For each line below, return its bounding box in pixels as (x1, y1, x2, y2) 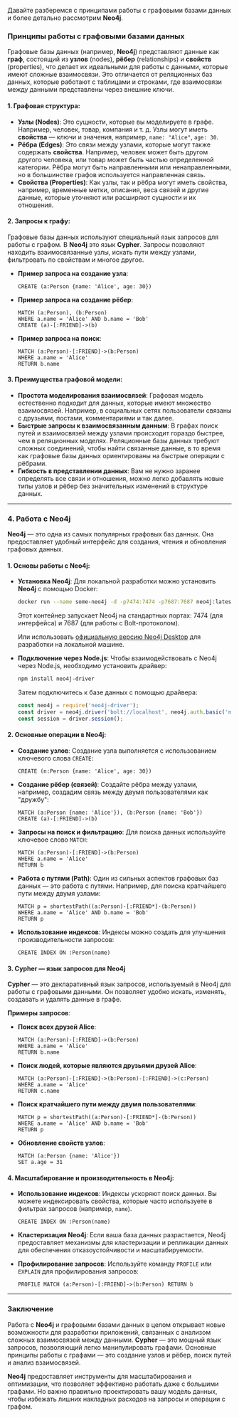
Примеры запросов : (7, 1009, 71, 1017)
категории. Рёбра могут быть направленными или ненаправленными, (17, 163, 231, 171)
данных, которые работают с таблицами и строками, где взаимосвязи (7, 78, 223, 86)
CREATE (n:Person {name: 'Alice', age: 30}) (17, 768, 152, 775)
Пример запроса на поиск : (17, 334, 102, 342)
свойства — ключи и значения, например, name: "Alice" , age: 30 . (17, 132, 219, 141)
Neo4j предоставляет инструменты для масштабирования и (7, 1372, 192, 1380)
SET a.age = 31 (17, 1159, 63, 1166)
